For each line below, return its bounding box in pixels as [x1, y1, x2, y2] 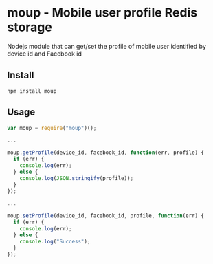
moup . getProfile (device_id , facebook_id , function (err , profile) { [7, 149, 205, 156]
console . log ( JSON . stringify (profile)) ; [19, 175, 134, 181]
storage [7, 19, 53, 35]
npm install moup [7, 87, 57, 94]
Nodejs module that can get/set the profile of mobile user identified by [7, 42, 206, 50]
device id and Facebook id [7, 49, 82, 58]
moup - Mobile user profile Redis [7, 5, 198, 21]
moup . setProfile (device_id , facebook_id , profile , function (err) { [7, 212, 205, 219]
